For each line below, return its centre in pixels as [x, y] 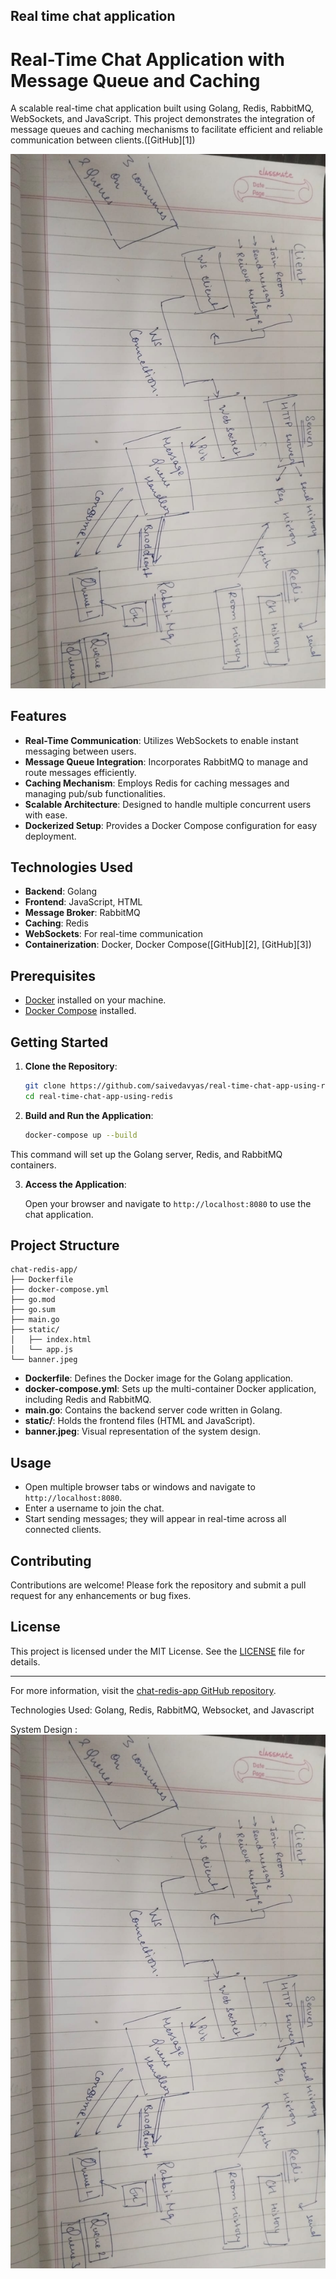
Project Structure [65, 1245]
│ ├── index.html [51, 1340]
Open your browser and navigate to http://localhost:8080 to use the [168, 1203]
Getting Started [59, 1042]
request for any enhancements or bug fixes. [101, 1596]
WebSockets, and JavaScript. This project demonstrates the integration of [163, 119]
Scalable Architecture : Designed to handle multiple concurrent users [168, 804]
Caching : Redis [56, 923]
